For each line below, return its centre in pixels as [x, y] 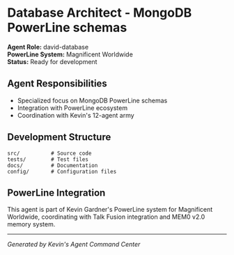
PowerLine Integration [56, 193]
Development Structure [59, 137]
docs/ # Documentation [53, 165]
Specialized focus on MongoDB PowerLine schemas [92, 100]
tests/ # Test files [48, 159]
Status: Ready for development [52, 61]
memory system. [31, 224]
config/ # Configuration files [62, 171]
